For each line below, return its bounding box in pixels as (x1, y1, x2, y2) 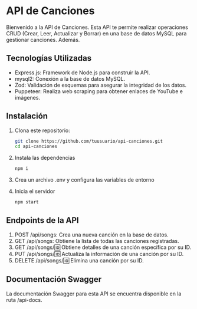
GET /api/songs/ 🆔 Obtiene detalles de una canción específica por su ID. (14, 244, 192, 251)
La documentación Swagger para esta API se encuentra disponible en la (6, 290, 182, 297)
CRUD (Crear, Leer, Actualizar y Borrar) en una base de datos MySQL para (6, 29, 187, 37)
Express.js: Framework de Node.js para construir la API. (14, 69, 150, 76)
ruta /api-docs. (6, 296, 42, 303)
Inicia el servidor (14, 188, 55, 195)
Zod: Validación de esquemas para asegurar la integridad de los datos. (14, 81, 187, 88)
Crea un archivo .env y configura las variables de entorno (14, 176, 155, 183)
